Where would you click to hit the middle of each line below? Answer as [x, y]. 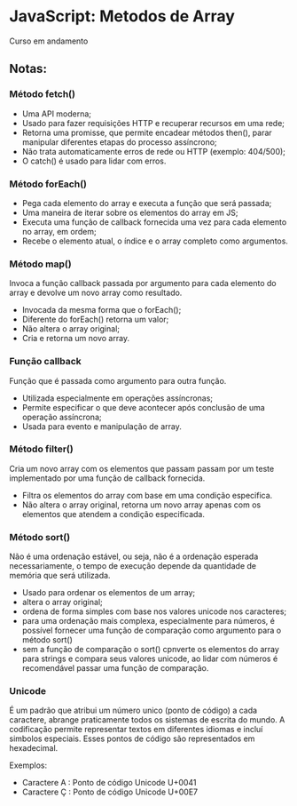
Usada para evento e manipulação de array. [102, 426]
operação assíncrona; [62, 417]
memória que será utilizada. [60, 576]
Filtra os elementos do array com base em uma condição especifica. [147, 495]
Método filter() [41, 449]
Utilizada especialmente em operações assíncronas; [117, 398]
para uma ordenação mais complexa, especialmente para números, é [148, 621]
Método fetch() [42, 94]
